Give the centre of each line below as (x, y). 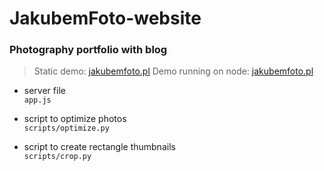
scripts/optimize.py (66, 128)
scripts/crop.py (57, 157)
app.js (37, 100)
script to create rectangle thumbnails (99, 147)
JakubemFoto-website (105, 18)
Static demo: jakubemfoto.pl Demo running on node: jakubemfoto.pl (173, 71)
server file (44, 91)
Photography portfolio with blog (88, 50)
